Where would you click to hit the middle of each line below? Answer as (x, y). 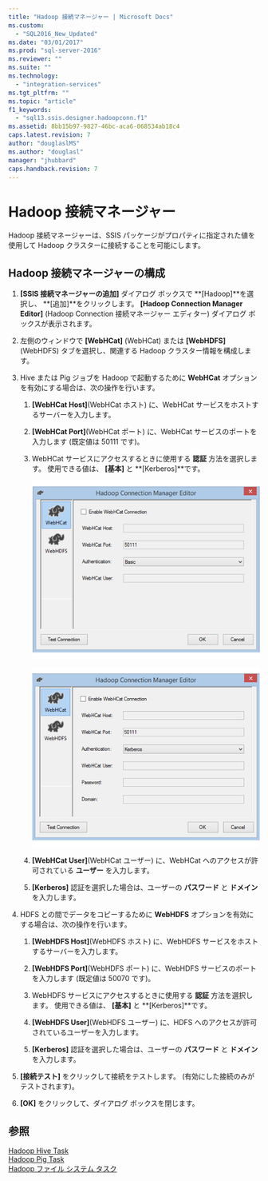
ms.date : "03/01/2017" (46, 42)
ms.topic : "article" (43, 101)
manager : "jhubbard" (43, 160)
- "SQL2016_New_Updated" (57, 34)
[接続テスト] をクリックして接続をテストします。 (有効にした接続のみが (137, 1076)
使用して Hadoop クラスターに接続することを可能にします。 (106, 245)
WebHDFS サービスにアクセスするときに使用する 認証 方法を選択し (142, 995)
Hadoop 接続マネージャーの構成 (87, 273)
